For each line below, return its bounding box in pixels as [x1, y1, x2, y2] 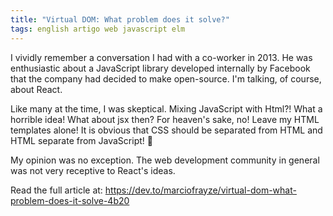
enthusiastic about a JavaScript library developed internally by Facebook [10, 62, 311, 74]
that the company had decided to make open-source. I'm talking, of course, [10, 72, 322, 85]
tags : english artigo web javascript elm [10, 24, 186, 34]
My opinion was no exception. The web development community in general [10, 154, 320, 166]
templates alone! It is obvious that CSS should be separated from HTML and [10, 124, 323, 136]
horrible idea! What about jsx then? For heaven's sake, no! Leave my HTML [10, 113, 320, 125]
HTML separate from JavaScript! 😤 [10, 134, 153, 146]
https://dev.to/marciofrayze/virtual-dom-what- [104, 184, 297, 196]
